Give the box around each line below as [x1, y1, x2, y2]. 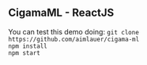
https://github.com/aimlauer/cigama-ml [8, 35, 140, 43]
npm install [8, 42, 47, 50]
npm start [8, 49, 41, 57]
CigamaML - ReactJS [8, 6, 115, 20]
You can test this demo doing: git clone [8, 27, 140, 36]
